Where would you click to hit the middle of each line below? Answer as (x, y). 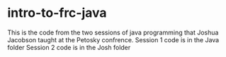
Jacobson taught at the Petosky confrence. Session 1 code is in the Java (113, 39)
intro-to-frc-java (57, 13)
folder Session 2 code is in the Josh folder (69, 47)
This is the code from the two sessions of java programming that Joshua (113, 32)
